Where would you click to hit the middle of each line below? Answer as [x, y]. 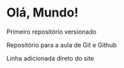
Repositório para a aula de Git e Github [62, 45]
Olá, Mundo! [43, 13]
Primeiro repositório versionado [52, 32]
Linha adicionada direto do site [50, 58]
